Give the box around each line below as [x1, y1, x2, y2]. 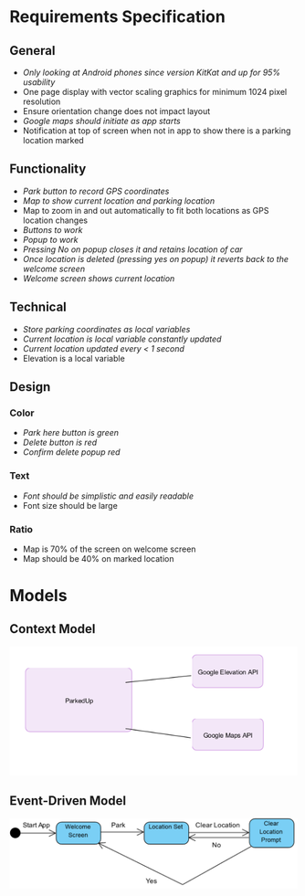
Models [9, 585, 68, 606]
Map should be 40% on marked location [22, 553, 174, 564]
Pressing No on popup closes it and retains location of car [22, 244, 244, 255]
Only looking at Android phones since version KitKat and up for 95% [22, 67, 281, 78]
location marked [22, 135, 84, 145]
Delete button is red [22, 437, 98, 448]
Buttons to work [22, 224, 83, 235]
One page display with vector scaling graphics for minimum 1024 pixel [22, 87, 288, 97]
